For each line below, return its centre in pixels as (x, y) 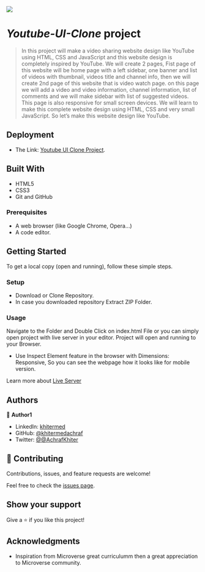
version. (25, 369)
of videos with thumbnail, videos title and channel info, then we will (106, 76)
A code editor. (33, 232)
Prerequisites (27, 212)
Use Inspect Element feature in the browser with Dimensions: (92, 356)
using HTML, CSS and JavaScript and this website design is (97, 57)
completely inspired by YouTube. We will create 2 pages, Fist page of (108, 64)
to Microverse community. (48, 562)
